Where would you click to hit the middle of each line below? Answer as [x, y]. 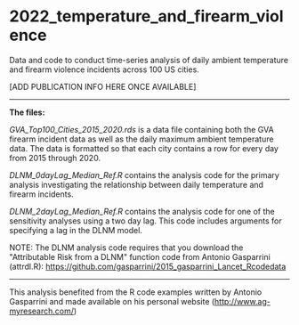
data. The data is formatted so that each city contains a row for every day [144, 148]
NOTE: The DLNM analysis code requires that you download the [126, 248]
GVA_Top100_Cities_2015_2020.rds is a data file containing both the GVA [141, 129]
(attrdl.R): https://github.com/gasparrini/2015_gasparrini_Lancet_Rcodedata [148, 266]
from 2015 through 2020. [55, 158]
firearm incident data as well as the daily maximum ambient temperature [141, 139]
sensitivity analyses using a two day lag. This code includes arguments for [145, 221]
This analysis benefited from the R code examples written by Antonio [136, 292]
